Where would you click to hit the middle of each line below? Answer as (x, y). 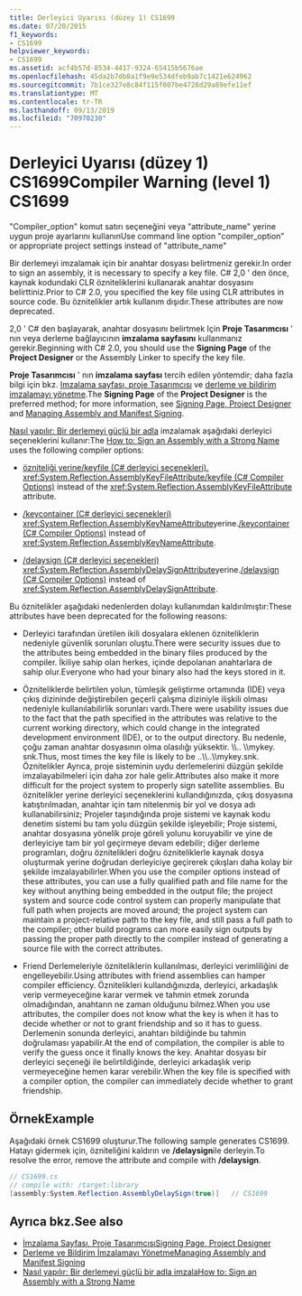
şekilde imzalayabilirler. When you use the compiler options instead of (151, 872)
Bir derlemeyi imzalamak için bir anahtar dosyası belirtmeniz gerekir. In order (151, 264)
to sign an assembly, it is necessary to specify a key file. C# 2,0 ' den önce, (150, 273)
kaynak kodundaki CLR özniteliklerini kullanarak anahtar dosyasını (132, 283)
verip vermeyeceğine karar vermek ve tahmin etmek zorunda (136, 995)
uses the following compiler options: (77, 450)
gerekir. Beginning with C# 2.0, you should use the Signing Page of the (140, 348)
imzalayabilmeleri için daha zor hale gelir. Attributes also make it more (151, 776)
